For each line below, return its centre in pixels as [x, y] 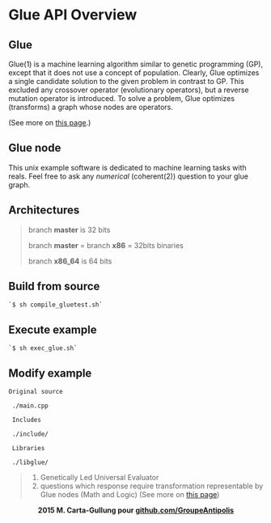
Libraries [28, 449]
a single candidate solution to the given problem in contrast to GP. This [126, 81]
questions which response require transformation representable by [152, 486]
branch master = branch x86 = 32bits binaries [106, 245]
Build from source [54, 287]
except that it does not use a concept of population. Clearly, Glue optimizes [134, 73]
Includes [27, 420]
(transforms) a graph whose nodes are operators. [91, 107]
